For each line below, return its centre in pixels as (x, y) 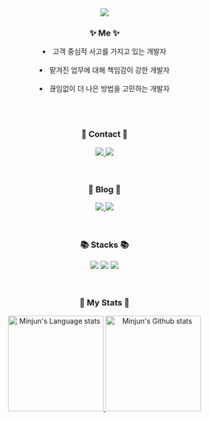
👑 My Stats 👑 (104, 303)
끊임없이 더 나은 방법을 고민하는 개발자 (110, 89)
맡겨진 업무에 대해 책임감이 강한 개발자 (110, 70)
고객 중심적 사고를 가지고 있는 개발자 (109, 52)
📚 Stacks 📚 (104, 245)
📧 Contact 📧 (104, 134)
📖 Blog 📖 (104, 189)
